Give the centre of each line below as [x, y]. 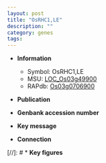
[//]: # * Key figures [35, 153]
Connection [34, 139]
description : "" [30, 26]
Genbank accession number [58, 113]
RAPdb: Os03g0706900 [61, 86]
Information [34, 58]
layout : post [26, 13]
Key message [37, 126]
